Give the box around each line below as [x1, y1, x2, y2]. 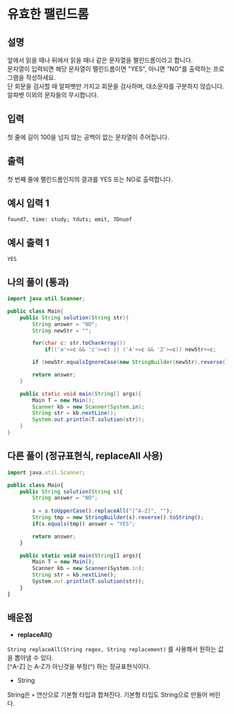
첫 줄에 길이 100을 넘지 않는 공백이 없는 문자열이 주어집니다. [7, 133, 169, 141]
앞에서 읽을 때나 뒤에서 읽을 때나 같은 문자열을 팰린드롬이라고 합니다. [7, 56, 193, 64]
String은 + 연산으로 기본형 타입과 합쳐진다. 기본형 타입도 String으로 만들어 [7, 690, 208, 699]
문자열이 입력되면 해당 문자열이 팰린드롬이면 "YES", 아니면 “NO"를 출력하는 [7, 65, 212, 73]
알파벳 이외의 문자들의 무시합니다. [7, 91, 99, 99]
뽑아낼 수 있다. [14, 653, 54, 662]
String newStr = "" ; [32, 327, 92, 334]
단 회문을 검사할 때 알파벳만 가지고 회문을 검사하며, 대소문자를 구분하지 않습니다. [7, 82, 225, 90]
